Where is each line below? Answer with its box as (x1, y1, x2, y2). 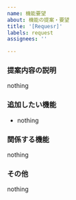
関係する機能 (7, 135, 50, 144)
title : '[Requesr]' (7, 23, 63, 30)
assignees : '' (7, 36, 48, 43)
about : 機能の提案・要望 (7, 16, 70, 23)
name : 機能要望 (7, 10, 47, 17)
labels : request (7, 29, 53, 36)
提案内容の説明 (7, 66, 57, 76)
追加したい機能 (7, 100, 57, 110)
